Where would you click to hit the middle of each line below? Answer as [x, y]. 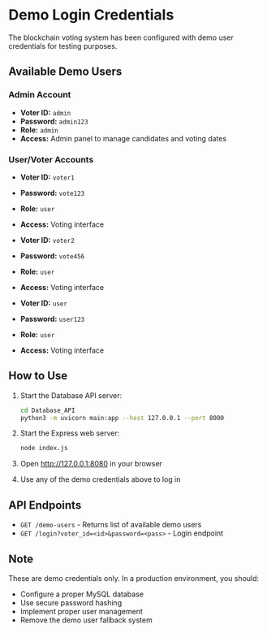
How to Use [38, 376]
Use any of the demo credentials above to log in [100, 479]
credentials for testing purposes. [63, 46]
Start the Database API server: [71, 395]
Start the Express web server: [70, 433]
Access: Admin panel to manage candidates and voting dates [123, 138]
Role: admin [39, 130]
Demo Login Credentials [91, 15]
